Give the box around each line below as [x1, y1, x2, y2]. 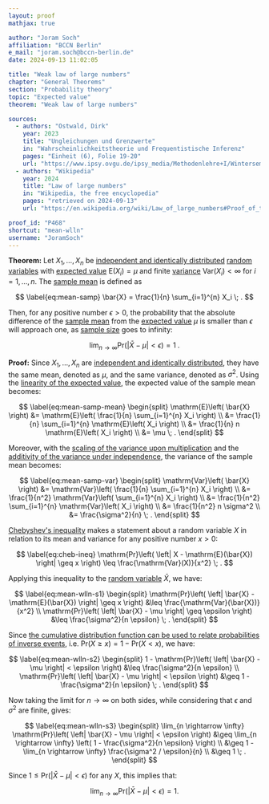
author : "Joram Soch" [8, 34, 81, 42]
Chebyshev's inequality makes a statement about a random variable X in [8, 526, 247, 535]
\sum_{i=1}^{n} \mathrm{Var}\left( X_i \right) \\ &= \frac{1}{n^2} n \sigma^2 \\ [8, 501, 261, 511]
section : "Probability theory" [8, 85, 113, 93]
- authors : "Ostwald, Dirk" [15, 122, 110, 131]
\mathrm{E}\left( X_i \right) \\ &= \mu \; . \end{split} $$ [45, 428, 224, 437]
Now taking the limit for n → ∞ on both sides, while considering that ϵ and [8, 696, 252, 705]
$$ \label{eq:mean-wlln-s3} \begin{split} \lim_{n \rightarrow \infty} [24, 721, 245, 730]
